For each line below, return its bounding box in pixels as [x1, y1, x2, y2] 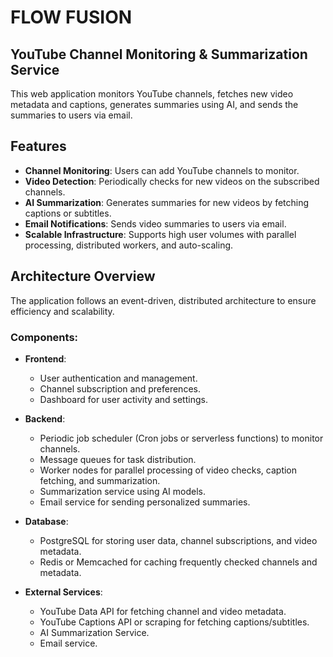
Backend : [24, 412, 66, 425]
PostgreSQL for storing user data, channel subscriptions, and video [39, 534, 318, 546]
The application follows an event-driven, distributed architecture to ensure [10, 294, 317, 306]
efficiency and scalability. [10, 305, 115, 317]
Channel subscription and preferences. [39, 382, 201, 395]
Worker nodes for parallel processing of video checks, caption [39, 464, 298, 476]
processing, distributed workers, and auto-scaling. [24, 239, 234, 251]
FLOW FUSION [10, 6, 133, 29]
